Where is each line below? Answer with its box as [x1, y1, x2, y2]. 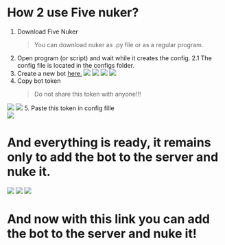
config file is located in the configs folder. [16, 61, 135, 69]
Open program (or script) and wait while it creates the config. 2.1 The [16, 53, 213, 62]
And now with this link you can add [7, 211, 211, 227]
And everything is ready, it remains [7, 135, 211, 151]
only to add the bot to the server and [7, 149, 219, 165]
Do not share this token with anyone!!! [34, 90, 142, 98]
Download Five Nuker [16, 27, 79, 36]
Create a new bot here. [16, 69, 82, 77]
